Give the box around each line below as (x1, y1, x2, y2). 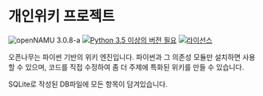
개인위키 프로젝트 (8, 7, 115, 26)
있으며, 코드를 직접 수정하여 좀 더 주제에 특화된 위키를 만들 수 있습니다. (25, 62, 245, 72)
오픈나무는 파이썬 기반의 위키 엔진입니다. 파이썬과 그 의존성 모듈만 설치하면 (8, 52, 241, 62)
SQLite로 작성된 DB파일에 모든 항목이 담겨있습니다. (8, 79, 168, 89)
